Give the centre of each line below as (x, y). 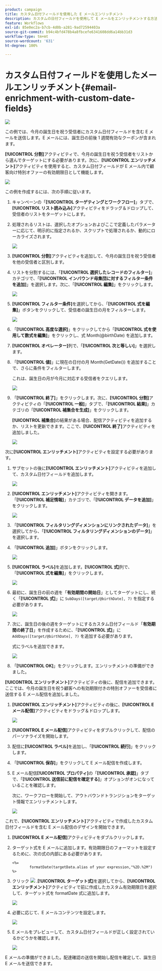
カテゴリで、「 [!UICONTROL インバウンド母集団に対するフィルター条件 (82, 278)
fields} (19, 108)
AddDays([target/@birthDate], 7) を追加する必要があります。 (73, 636)
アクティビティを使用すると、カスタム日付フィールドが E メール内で (83, 166)
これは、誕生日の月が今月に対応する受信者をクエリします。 (71, 378)
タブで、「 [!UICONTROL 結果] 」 (120, 404)
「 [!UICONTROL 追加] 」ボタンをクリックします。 (61, 547)
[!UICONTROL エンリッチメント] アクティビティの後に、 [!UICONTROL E (83, 704)
